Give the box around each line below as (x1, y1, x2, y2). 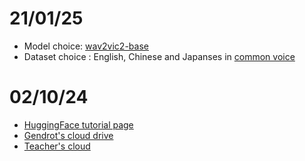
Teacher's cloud (23, 140, 91, 152)
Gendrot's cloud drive (23, 129, 114, 141)
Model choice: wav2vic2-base (23, 40, 149, 52)
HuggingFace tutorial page (23, 118, 134, 131)
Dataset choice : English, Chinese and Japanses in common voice (23, 50, 296, 62)
